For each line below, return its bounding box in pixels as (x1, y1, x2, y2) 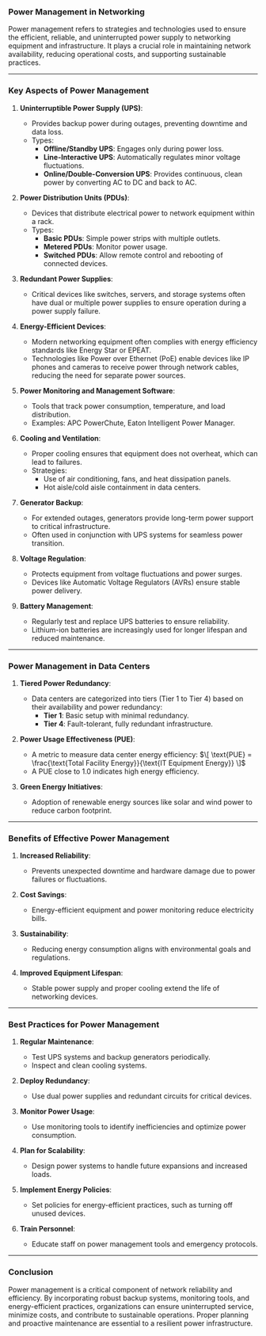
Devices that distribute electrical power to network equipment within (31, 208, 255, 218)
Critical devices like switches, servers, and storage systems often (31, 289, 245, 299)
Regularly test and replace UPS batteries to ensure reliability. (31, 616, 230, 626)
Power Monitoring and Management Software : (19, 386, 176, 395)
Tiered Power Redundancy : (19, 678, 112, 687)
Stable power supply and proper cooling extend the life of (31, 984, 220, 993)
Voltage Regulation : (19, 554, 86, 563)
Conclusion (8, 1266, 54, 1277)
